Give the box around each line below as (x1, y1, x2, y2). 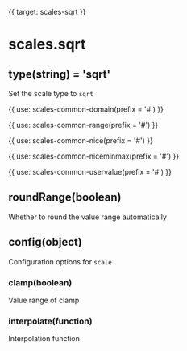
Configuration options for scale (8, 256, 113, 266)
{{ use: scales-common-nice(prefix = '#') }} (8, 136, 153, 145)
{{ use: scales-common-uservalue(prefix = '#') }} (8, 167, 172, 176)
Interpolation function (8, 334, 81, 344)
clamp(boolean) (8, 277, 73, 288)
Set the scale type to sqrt (8, 89, 94, 98)
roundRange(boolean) (8, 190, 122, 205)
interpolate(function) (8, 315, 93, 327)
